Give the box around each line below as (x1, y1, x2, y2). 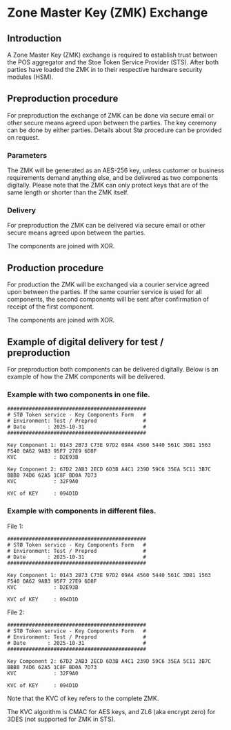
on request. (7, 133, 40, 141)
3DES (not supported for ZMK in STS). (7, 715, 116, 723)
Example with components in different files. (7, 507, 157, 516)
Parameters (7, 150, 47, 160)
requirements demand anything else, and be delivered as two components (7, 174, 219, 182)
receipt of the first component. (7, 302, 94, 311)
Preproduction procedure (7, 93, 119, 104)
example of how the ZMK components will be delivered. (7, 372, 165, 381)
